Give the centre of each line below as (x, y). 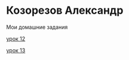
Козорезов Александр (65, 10)
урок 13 (16, 50)
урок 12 (16, 38)
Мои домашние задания (37, 27)
